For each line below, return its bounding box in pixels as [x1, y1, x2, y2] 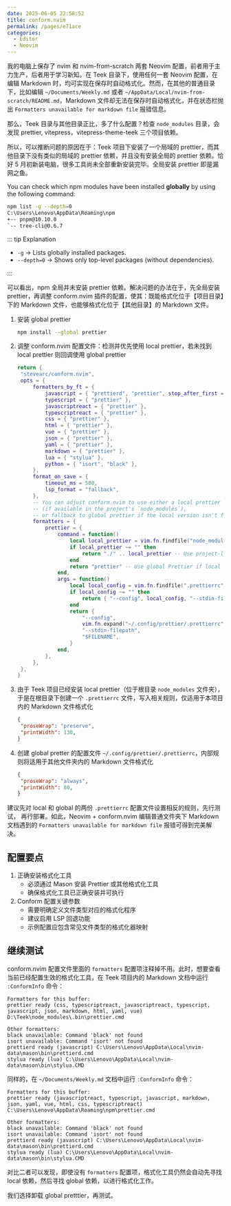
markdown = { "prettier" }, [45, 447, 126, 455]
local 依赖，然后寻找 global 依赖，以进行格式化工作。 [7, 1176, 158, 1185]
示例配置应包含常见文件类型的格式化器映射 [27, 923, 148, 931]
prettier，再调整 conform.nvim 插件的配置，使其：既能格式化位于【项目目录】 [7, 292, 224, 300]
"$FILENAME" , [82, 633, 120, 641]
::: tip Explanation [7, 235, 56, 243]
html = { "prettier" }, [45, 422, 113, 429]
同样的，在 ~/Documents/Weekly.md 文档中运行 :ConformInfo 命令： [7, 1074, 194, 1083]
